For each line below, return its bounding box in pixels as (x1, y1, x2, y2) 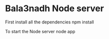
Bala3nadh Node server (5, 3, 105, 14)
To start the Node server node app (5, 28, 75, 34)
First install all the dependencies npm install (5, 19, 94, 25)
